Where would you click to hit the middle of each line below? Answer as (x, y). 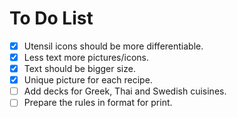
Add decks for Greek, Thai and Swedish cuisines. (125, 91)
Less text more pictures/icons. (86, 57)
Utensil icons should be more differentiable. (113, 46)
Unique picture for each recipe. (88, 80)
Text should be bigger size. (79, 69)
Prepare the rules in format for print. (98, 103)
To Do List (51, 18)
